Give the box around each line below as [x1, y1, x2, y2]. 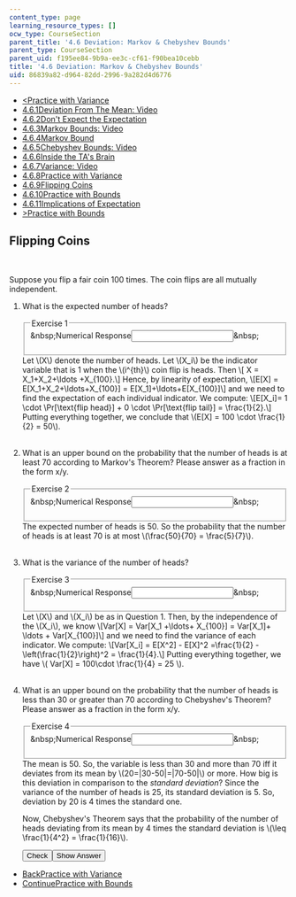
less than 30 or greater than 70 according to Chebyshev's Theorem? [21, 694, 272, 705]
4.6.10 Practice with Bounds [21, 189, 121, 199]
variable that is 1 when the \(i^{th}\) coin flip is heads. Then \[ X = [21, 365, 259, 375]
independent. [9, 283, 58, 294]
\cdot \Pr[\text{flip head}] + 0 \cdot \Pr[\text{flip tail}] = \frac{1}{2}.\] [21, 402, 272, 413]
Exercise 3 [31, 574, 70, 584]
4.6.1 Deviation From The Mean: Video [21, 104, 158, 115]
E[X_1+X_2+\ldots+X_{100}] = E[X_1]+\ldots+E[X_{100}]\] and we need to [21, 383, 285, 394]
